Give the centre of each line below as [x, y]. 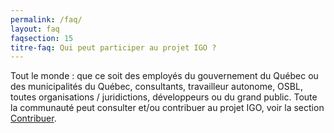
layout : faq [35, 29]
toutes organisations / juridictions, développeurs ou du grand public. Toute [164, 97]
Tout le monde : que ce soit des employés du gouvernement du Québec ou [164, 76]
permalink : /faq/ [46, 19]
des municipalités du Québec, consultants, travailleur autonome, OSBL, [156, 87]
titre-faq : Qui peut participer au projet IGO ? [113, 47]
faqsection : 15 [42, 38]
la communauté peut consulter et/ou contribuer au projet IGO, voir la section [167, 108]
